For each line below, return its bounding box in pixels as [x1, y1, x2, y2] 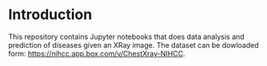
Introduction [8, 6, 93, 24]
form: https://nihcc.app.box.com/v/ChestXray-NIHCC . [8, 49, 185, 58]
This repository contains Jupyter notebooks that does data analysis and [8, 32, 245, 41]
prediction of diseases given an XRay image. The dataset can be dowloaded [8, 40, 259, 49]
